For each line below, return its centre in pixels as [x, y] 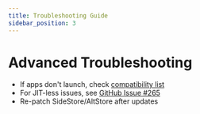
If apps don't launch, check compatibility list [92, 85]
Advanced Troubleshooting [100, 63]
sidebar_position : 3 [42, 23]
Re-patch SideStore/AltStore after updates [89, 101]
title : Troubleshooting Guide [58, 16]
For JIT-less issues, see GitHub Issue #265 [90, 93]
